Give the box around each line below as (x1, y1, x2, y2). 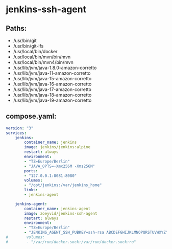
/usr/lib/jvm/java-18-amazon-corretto (13, 92, 92, 98)
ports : (24, 168, 38, 173)
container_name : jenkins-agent (24, 206, 91, 211)
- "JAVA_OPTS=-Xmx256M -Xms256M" (24, 164, 95, 169)
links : (24, 188, 38, 193)
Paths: (6, 24, 27, 33)
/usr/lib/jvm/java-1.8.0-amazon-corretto (13, 65, 97, 71)
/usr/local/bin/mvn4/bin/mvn (13, 59, 73, 65)
